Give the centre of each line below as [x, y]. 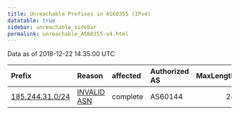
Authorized [170, 72]
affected [127, 76]
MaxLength [216, 76]
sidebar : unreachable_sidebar [52, 27]
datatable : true [31, 21]
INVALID [91, 92]
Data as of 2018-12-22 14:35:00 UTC [61, 54]
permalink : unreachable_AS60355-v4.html [68, 34]
